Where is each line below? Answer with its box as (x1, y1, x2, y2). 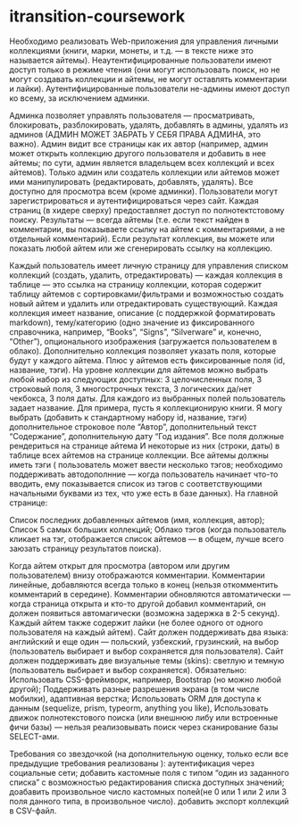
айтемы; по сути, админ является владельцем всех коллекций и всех (9, 157, 275, 168)
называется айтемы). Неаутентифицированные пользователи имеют (9, 54, 272, 65)
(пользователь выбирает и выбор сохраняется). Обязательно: (9, 664, 247, 675)
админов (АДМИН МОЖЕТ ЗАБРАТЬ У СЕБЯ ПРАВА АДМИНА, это (9, 129, 262, 139)
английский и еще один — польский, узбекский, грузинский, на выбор (9, 636, 279, 646)
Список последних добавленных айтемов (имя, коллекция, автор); (9, 514, 265, 525)
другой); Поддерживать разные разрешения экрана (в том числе (9, 683, 261, 694)
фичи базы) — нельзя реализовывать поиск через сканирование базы (9, 721, 279, 732)
